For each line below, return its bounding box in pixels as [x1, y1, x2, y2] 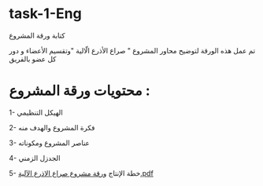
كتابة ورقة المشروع [9, 31, 65, 40]
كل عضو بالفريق [9, 54, 57, 64]
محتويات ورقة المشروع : [9, 82, 150, 100]
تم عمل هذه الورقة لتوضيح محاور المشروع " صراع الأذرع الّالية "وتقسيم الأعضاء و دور [9, 46, 256, 55]
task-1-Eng [9, 5, 82, 23]
